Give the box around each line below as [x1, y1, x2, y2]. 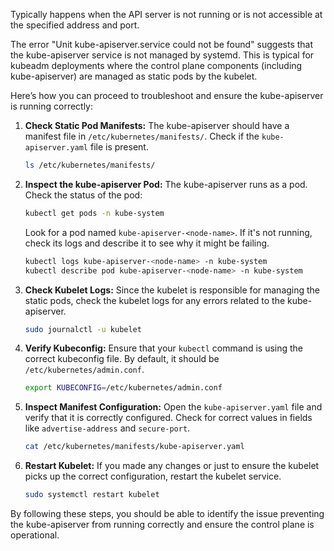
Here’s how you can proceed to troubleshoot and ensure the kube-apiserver [10, 90, 324, 101]
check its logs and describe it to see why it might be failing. [24, 237, 270, 249]
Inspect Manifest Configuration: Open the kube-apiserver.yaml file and [24, 401, 323, 413]
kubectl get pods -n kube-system [24, 208, 165, 218]
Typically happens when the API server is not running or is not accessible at [10, 9, 323, 20]
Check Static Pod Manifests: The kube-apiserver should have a [24, 120, 290, 131]
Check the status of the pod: [24, 189, 143, 201]
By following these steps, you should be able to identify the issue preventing [10, 508, 325, 519]
